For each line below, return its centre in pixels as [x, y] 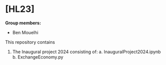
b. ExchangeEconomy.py [38, 57]
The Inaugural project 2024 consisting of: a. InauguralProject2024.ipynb [86, 52]
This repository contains [30, 42]
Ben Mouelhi [25, 32]
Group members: [23, 23]
